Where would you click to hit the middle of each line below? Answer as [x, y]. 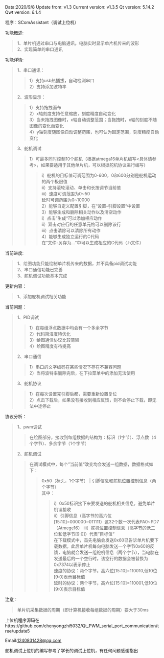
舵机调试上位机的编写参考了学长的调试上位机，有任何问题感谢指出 [71, 650]
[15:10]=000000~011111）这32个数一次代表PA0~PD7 [106, 522]
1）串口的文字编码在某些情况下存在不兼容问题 [75, 367]
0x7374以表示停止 [72, 564]
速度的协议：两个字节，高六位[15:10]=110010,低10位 [105, 571]
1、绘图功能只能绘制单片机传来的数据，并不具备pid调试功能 [77, 263]
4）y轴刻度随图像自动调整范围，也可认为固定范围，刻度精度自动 [94, 132]
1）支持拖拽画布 [45, 107]
